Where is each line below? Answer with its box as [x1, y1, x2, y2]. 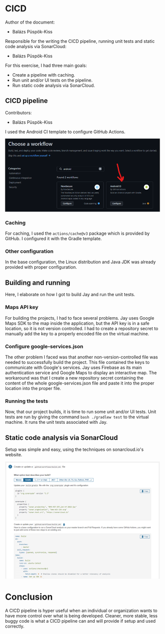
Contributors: [5, 110, 32, 115]
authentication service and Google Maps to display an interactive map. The [5, 369, 157, 376]
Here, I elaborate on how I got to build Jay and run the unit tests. [5, 292, 136, 298]
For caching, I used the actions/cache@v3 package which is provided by [5, 230, 150, 236]
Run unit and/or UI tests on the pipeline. [12, 77, 93, 83]
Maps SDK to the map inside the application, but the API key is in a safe [5, 320, 150, 326]
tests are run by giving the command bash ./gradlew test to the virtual [5, 414, 149, 420]
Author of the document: [5, 19, 55, 25]
